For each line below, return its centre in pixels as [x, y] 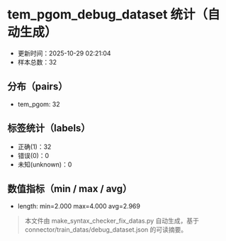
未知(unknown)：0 [45, 164]
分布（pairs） [38, 87]
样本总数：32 [37, 62]
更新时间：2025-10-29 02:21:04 [64, 53]
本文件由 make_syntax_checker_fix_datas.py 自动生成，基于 [112, 221]
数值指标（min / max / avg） [70, 189]
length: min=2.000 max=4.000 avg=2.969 [79, 206]
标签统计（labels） [49, 128]
